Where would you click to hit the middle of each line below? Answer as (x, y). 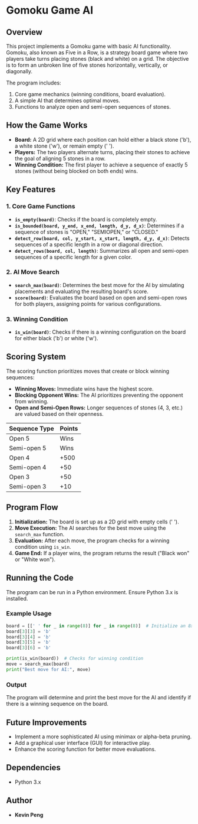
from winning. (32, 401)
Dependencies (33, 768)
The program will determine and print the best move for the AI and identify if (99, 698)
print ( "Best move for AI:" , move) (49, 669)
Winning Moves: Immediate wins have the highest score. (84, 389)
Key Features (31, 190)
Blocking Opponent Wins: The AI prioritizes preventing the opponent (99, 395)
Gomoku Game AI (50, 10)
